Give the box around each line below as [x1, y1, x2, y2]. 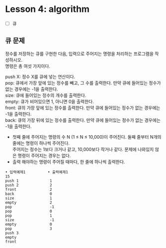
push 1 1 [5, 178, 52, 183]
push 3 [5, 230, 19, 236]
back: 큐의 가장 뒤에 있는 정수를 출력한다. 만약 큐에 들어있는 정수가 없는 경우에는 [5, 117, 161, 123]
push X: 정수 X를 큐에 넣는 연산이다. [5, 74, 76, 80]
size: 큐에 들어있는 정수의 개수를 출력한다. [5, 92, 86, 98]
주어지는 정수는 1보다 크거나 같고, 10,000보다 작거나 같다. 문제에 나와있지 [12, 146, 154, 152]
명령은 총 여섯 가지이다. [5, 63, 51, 69]
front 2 [5, 187, 52, 192]
